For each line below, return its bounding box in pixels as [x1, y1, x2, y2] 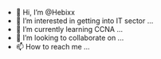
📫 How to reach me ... [15, 42, 90, 51]
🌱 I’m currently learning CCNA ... [15, 25, 124, 33]
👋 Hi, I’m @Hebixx [15, 8, 76, 17]
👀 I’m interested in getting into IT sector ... [15, 16, 154, 26]
